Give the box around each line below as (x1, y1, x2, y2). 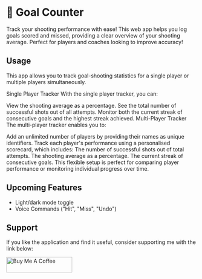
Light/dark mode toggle (15, 199, 74, 206)
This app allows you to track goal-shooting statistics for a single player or (6, 72, 189, 79)
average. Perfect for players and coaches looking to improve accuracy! (6, 38, 183, 45)
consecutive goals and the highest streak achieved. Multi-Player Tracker (6, 114, 187, 122)
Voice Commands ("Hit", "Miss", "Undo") (15, 205, 117, 212)
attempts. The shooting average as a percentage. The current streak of (6, 152, 183, 159)
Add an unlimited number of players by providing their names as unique (6, 133, 184, 140)
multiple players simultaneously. (6, 78, 86, 85)
